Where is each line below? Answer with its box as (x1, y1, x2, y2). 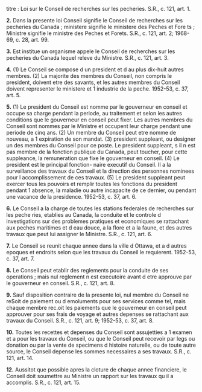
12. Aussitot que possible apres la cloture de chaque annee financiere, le (6, 366, 187, 373)
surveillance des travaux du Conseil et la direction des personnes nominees (6, 167, 195, 175)
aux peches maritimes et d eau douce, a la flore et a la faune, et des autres (6, 224, 192, 231)
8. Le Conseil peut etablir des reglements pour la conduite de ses (6, 267, 169, 274)
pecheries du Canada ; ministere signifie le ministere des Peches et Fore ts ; (6, 24, 195, 30)
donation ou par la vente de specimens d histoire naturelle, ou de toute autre (6, 341, 196, 349)
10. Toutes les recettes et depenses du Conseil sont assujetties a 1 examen (6, 329, 192, 336)
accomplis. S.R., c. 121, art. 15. (6, 379, 81, 386)
